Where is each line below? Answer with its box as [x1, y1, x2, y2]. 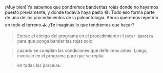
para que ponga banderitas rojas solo [17, 38, 93, 44]
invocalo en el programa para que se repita [17, 53, 104, 58]
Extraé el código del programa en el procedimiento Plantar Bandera [17, 33, 153, 39]
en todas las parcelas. [17, 62, 61, 68]
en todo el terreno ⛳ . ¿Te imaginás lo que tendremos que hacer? [5, 22, 135, 27]
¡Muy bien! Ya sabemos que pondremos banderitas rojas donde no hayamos [5, 4, 159, 10]
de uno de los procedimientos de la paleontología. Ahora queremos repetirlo [5, 15, 159, 20]
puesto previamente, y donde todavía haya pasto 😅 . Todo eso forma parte [5, 9, 155, 15]
